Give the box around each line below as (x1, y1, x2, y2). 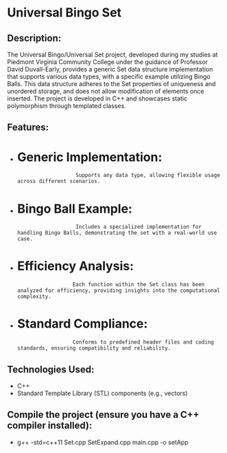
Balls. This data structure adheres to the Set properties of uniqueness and (7, 80, 216, 87)
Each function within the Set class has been (72, 281, 205, 288)
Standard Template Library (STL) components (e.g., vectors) (16, 389, 188, 397)
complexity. (16, 293, 51, 300)
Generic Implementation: (16, 149, 163, 165)
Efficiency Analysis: (16, 258, 134, 274)
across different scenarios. (16, 178, 101, 185)
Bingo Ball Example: (16, 201, 132, 216)
